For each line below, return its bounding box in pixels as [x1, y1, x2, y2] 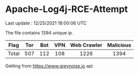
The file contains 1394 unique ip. [5, 29, 73, 35]
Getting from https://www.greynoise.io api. [5, 62, 95, 68]
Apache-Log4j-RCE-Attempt [5, 3, 128, 15]
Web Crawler [70, 41, 103, 48]
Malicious [107, 41, 131, 48]
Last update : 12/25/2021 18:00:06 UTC [5, 20, 87, 26]
